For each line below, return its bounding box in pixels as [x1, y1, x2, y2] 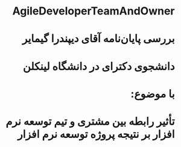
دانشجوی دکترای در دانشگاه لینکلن [22, 59, 175, 73]
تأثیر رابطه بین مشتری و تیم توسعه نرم [5, 114, 175, 128]
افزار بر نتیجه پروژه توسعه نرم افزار [17, 127, 175, 141]
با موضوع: [130, 87, 175, 101]
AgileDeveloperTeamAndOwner [12, 4, 175, 18]
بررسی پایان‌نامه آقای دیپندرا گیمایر [22, 32, 175, 46]
